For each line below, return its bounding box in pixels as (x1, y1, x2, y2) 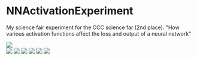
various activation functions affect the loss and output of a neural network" (6, 30, 192, 37)
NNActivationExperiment (6, 4, 134, 18)
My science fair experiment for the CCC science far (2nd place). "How (6, 24, 180, 31)
